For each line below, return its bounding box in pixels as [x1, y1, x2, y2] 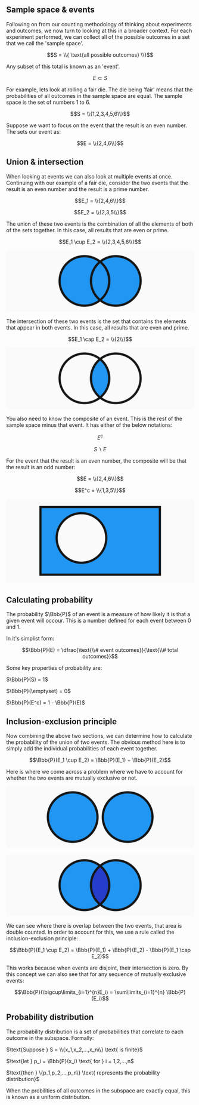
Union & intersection [6, 157, 84, 167]
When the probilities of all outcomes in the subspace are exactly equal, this [6, 1086, 191, 1094]
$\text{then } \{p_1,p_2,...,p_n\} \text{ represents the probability [6, 1069, 160, 1076]
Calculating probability [6, 595, 94, 605]
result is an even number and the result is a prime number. [6, 185, 150, 193]
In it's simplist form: [6, 635, 55, 642]
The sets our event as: [6, 128, 61, 135]
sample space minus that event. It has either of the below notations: [6, 421, 173, 429]
